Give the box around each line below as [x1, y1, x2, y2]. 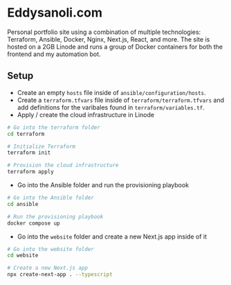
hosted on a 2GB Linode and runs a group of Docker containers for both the [7, 42, 223, 51]
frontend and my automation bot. [7, 50, 102, 58]
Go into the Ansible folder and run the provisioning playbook [17, 181, 189, 189]
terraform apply [7, 169, 54, 175]
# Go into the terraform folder [7, 123, 100, 131]
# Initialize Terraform [7, 143, 76, 150]
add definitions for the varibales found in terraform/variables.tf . [17, 103, 205, 112]
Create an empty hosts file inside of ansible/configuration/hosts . [17, 88, 206, 96]
